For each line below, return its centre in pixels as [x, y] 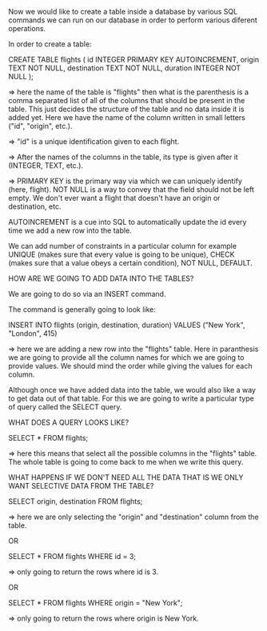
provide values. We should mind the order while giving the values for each [130, 366]
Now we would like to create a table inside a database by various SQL [123, 12]
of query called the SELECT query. [65, 407]
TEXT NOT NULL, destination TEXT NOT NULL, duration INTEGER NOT [125, 68]
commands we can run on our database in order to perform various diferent [133, 20]
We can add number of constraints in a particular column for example [123, 246]
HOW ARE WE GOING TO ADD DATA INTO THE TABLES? [101, 278]
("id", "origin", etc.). [40, 126]
